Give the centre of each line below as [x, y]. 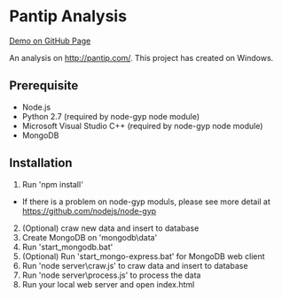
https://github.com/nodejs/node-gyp [89, 210]
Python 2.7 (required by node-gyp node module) [111, 116]
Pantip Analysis [68, 16]
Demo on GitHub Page [50, 41]
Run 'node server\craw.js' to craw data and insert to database [135, 265]
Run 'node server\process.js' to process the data [111, 275]
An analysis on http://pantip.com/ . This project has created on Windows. [141, 57]
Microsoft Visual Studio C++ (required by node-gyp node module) [142, 126]
